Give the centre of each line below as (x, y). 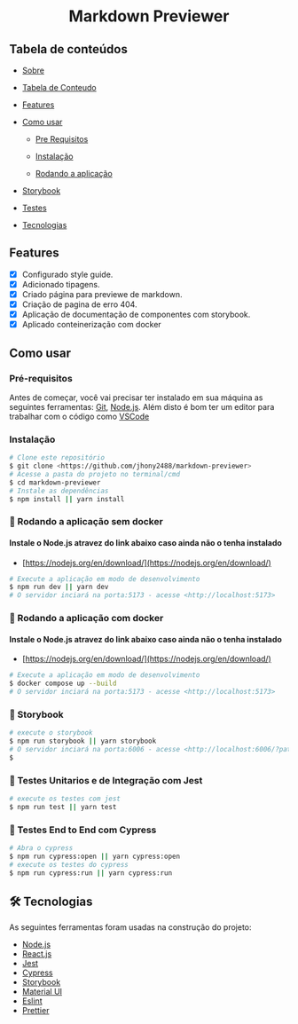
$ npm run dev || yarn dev (59, 587)
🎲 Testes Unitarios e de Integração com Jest (106, 780)
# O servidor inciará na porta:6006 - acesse (94, 749)
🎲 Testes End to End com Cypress (83, 830)
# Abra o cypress (41, 848)
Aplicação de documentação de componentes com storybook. (136, 315)
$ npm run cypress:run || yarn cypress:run (91, 873)
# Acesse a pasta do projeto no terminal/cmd (94, 474)
